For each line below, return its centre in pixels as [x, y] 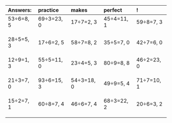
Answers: [20, 10]
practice [48, 10]
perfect [113, 10]
